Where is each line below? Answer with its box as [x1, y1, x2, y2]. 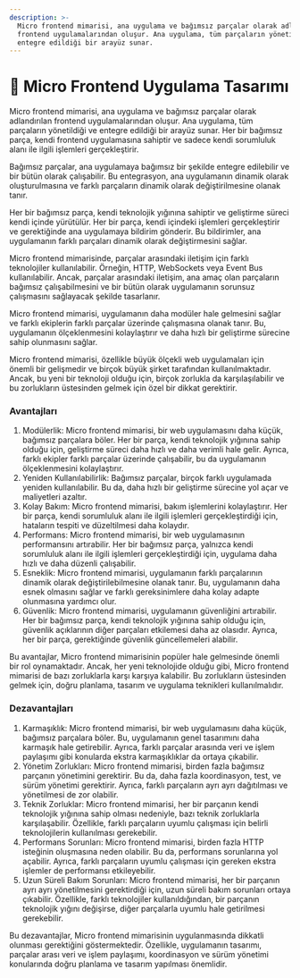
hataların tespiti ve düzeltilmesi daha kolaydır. [21, 520, 190, 531]
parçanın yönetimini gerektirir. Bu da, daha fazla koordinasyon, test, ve [21, 770, 281, 780]
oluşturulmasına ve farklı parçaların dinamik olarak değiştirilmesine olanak [9, 181, 281, 191]
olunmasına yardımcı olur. [21, 596, 117, 607]
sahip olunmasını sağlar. [9, 337, 98, 348]
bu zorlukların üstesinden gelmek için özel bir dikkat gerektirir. [9, 383, 238, 393]
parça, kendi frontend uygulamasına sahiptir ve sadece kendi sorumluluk [9, 135, 277, 146]
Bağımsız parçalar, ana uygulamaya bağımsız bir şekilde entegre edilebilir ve [9, 162, 290, 173]
